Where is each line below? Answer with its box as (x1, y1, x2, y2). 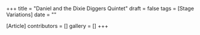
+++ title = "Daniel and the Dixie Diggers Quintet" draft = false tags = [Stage (6, 5, 195, 12)
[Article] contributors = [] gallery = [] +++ (6, 23, 109, 29)
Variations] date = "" (6, 11, 57, 18)
